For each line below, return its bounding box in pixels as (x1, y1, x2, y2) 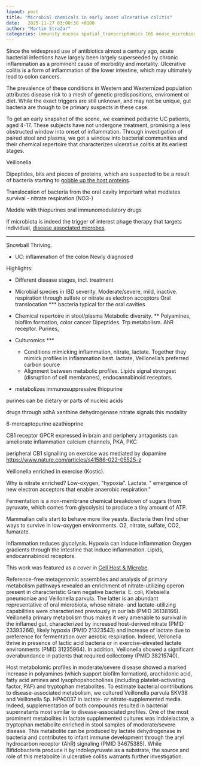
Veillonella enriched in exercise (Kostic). (6, 468, 105, 475)
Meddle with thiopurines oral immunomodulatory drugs (6, 206, 142, 213)
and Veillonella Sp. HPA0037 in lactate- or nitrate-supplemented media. (6, 696, 182, 703)
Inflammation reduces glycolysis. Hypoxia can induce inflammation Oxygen (6, 540, 192, 547)
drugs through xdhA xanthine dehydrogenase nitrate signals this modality (6, 409, 187, 416)
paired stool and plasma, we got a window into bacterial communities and (6, 134, 188, 141)
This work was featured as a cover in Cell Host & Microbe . (6, 564, 150, 571)
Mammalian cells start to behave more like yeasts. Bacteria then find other (6, 515, 189, 523)
